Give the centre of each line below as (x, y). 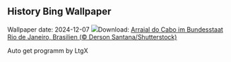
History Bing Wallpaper (59, 12)
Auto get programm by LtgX (48, 50)
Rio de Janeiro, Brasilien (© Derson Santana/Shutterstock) (92, 37)
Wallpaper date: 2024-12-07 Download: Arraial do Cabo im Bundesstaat (115, 29)
